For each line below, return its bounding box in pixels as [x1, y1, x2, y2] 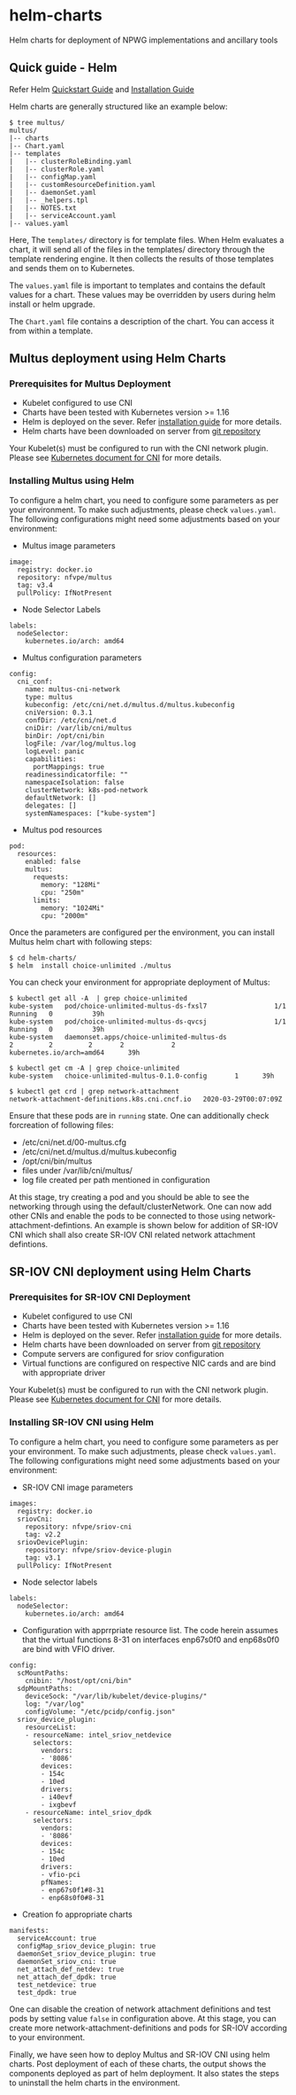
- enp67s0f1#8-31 [41, 1885, 104, 1895]
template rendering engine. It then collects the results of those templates [9, 253, 274, 264]
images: [9, 1499, 38, 1507]
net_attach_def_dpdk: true [17, 1973, 117, 1982]
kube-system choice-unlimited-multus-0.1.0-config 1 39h [9, 1071, 275, 1080]
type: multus [25, 692, 73, 701]
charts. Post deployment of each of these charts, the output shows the [9, 2058, 267, 2069]
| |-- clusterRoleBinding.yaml [9, 157, 133, 166]
